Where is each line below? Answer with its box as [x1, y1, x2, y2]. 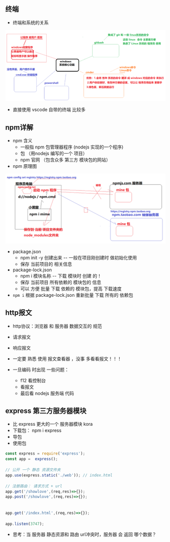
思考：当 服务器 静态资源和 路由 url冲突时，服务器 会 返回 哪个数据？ [12, 531, 157, 537]
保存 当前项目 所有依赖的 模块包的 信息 [20, 279, 102, 285]
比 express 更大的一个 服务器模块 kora [12, 421, 93, 427]
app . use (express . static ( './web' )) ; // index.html [5, 472, 113, 478]
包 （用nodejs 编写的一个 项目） [20, 150, 88, 157]
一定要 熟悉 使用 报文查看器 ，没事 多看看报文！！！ [12, 355, 122, 362]
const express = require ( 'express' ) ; [5, 451, 86, 457]
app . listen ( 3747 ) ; [5, 521, 44, 526]
